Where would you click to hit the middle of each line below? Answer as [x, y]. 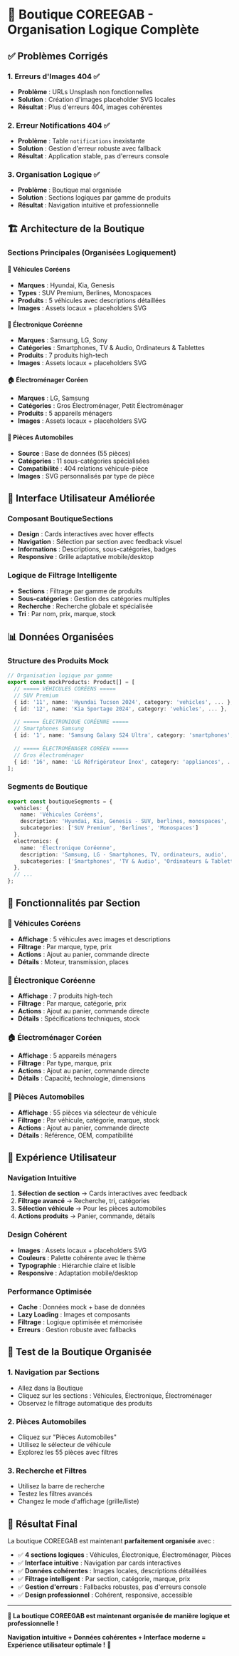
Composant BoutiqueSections [60, 518]
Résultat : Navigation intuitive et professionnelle [88, 205]
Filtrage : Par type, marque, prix [65, 1063]
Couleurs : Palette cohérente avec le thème [81, 1257]
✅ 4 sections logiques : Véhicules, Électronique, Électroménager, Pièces [124, 1555]
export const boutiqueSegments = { [60, 802]
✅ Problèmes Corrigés [58, 56]
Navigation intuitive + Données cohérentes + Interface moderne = [107, 1637]
